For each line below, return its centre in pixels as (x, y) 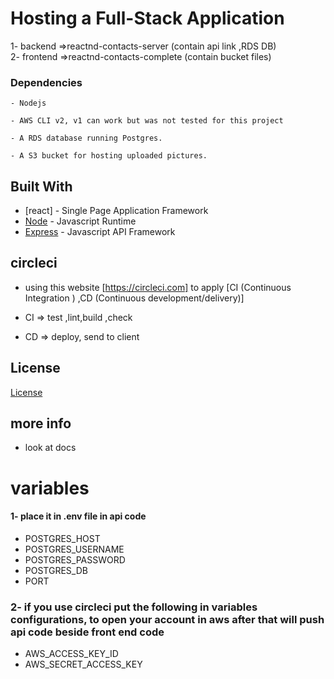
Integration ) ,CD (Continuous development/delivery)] (134, 298)
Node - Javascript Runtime (80, 221)
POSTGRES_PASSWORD (75, 559)
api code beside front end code (87, 632)
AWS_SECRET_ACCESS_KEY (83, 664)
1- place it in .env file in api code (78, 516)
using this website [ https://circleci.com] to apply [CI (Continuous (158, 287)
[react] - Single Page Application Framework (116, 211)
